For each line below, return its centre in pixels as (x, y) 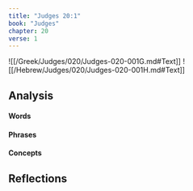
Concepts (25, 153)
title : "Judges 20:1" (45, 16)
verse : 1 (23, 38)
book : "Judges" (34, 23)
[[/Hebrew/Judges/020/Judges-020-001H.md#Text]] (97, 70)
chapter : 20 (28, 31)
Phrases (23, 134)
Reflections (38, 178)
